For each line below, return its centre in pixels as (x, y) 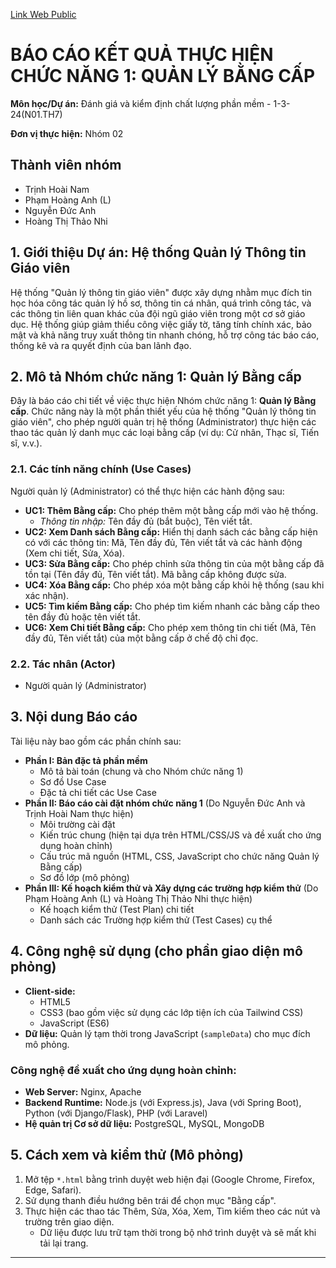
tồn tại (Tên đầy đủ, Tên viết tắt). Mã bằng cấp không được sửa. (155, 574)
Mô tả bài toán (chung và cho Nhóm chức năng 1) (141, 771)
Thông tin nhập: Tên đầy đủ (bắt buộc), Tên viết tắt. (146, 521)
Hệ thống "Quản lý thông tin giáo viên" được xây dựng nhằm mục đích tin (161, 292)
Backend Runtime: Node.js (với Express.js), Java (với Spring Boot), (163, 1102)
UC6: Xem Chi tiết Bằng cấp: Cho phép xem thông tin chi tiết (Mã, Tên (170, 627)
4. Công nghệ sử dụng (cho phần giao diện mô (156, 951)
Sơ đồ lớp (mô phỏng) (84, 877)
